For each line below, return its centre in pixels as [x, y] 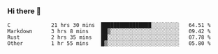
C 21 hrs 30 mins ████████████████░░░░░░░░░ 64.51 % [109, 26]
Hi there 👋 [24, 11]
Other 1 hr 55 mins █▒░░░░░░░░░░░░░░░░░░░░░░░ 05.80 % [109, 44]
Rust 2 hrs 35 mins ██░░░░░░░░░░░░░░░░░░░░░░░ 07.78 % [109, 37]
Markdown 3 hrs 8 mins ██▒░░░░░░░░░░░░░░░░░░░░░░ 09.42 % [109, 31]
